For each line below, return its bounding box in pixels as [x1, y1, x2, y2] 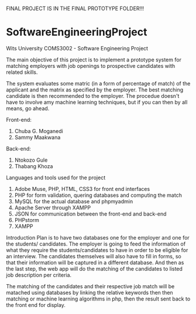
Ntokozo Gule [14, 156, 48, 163]
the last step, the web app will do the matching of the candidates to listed [6, 265, 183, 272]
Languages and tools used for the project [6, 174, 106, 181]
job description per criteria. [6, 271, 72, 278]
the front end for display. [6, 301, 66, 308]
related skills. [6, 69, 38, 76]
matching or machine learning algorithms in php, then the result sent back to [6, 295, 191, 302]
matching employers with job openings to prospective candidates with [6, 62, 176, 69]
